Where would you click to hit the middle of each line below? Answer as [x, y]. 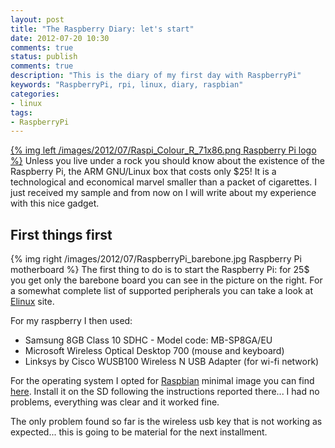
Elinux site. [32, 302]
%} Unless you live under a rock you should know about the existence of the [167, 161]
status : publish [44, 57]
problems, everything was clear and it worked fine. [115, 402]
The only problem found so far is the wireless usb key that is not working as [166, 422]
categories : [35, 94]
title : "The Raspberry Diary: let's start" [102, 29]
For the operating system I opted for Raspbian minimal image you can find [162, 381]
